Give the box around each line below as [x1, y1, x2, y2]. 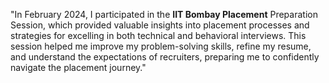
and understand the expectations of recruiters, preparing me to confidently [10, 51, 320, 63]
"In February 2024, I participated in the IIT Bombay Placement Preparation [10, 9, 318, 20]
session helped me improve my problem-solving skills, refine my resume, [10, 40, 312, 52]
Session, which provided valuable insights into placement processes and [10, 19, 310, 31]
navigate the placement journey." [10, 62, 147, 73]
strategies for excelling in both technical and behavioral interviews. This [10, 30, 307, 41]
